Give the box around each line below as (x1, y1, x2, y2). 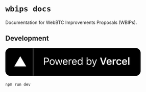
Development (5, 34, 50, 43)
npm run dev (5, 82, 31, 87)
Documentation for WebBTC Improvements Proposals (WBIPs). (5, 19, 137, 25)
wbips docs (5, 4, 52, 14)
